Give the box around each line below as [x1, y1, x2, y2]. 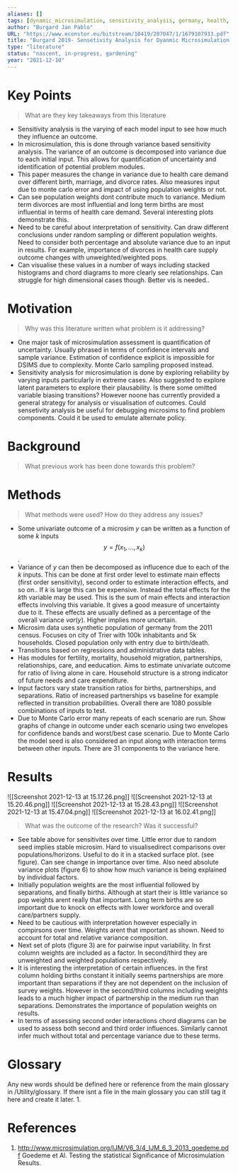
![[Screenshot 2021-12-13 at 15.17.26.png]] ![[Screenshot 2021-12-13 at [7, 793, 212, 801]
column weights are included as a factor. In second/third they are [17, 948, 208, 957]
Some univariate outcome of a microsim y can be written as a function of [17, 524, 230, 532]
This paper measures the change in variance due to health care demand [17, 170, 229, 178]
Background [7, 438, 81, 454]
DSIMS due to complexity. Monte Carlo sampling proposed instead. [17, 360, 214, 369]
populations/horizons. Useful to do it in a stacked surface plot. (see [17, 850, 215, 859]
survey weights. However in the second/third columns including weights [17, 986, 228, 995]
